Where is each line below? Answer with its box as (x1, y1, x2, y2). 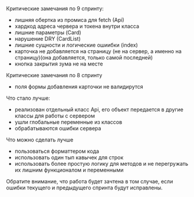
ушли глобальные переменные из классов (14, 119, 123, 126)
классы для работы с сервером (14, 112, 96, 119)
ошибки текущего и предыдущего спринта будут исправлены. (6, 184, 163, 191)
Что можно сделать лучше (6, 136, 74, 143)
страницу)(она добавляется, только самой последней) (14, 54, 153, 61)
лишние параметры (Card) (14, 29, 81, 36)
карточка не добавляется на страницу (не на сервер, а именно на (14, 48, 182, 55)
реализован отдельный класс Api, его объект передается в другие (14, 106, 184, 113)
